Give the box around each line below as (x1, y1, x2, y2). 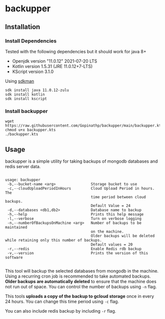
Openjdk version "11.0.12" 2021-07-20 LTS (12, 58, 97, 64)
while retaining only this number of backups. (5, 238, 102, 243)
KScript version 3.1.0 (12, 69, 54, 74)
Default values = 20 (90, 242, 133, 247)
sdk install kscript (5, 96, 48, 101)
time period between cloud (90, 194, 146, 200)
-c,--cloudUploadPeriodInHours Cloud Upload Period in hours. (7, 186, 155, 191)
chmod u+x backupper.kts (5, 128, 56, 133)
